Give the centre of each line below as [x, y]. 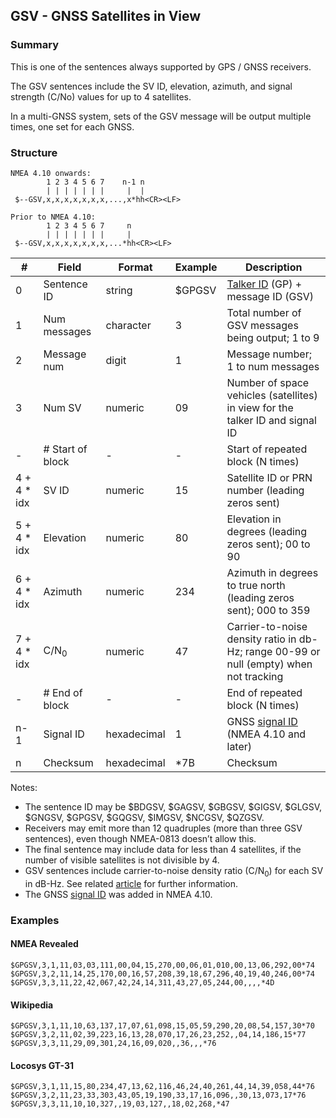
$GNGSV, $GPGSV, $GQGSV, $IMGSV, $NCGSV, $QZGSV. [144, 817]
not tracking [255, 676]
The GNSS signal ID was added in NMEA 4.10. [118, 894]
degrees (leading [267, 531]
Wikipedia [32, 1005]
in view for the [260, 407]
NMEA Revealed [44, 944]
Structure [34, 152]
